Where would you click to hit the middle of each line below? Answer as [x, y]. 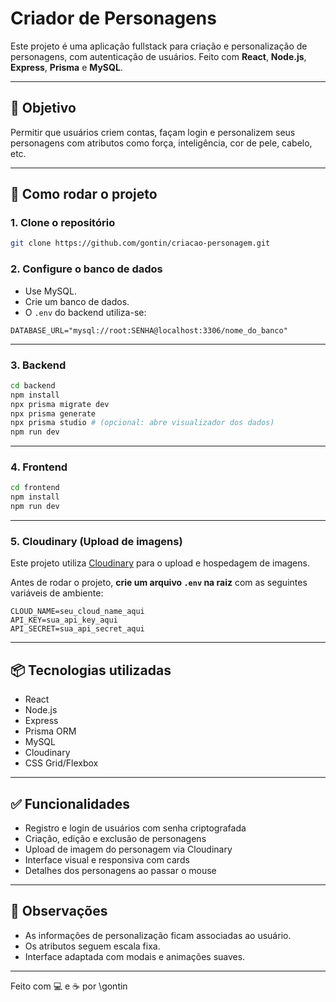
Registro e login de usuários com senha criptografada [135, 828]
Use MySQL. [50, 291]
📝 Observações [59, 911]
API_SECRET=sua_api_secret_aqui [77, 629]
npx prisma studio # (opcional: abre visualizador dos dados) [142, 423]
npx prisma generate [53, 413]
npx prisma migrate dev [60, 404]
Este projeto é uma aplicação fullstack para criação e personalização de [159, 46]
